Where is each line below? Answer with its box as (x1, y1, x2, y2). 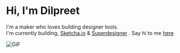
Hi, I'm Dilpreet (6, 4, 80, 17)
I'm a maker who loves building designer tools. (6, 23, 118, 30)
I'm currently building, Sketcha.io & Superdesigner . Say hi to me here (6, 29, 174, 36)
